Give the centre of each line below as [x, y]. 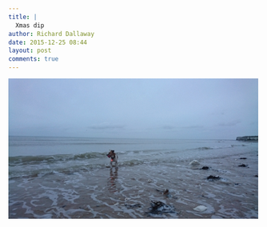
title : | [23, 17]
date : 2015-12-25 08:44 [48, 42]
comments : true [34, 59]
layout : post [30, 51]
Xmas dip [30, 25]
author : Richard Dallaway [51, 34]
